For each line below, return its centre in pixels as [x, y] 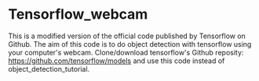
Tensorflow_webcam [78, 14]
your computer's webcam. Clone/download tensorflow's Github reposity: [126, 52]
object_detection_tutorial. [49, 69]
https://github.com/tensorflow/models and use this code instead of [117, 61]
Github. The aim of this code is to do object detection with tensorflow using [130, 44]
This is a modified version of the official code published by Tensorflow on [127, 36]
